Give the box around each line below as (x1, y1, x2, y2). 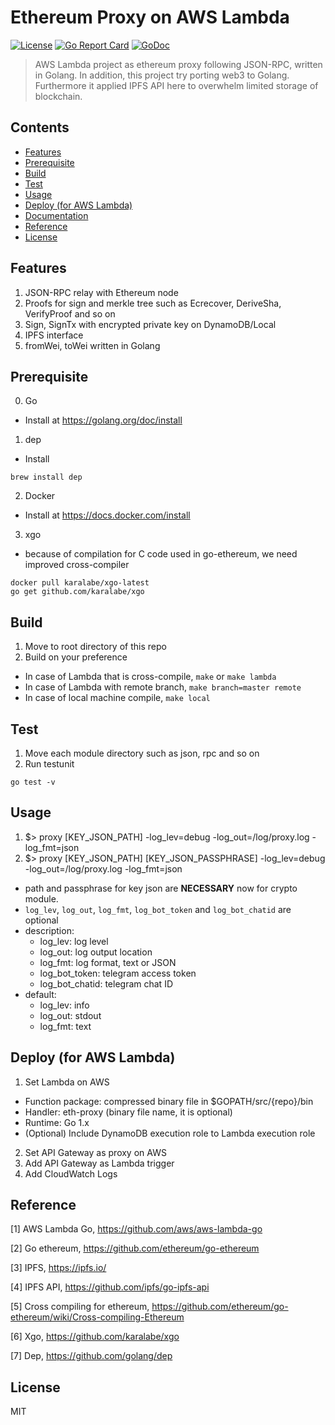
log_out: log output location (39, 946, 153, 958)
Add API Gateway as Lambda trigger (24, 1157, 175, 1169)
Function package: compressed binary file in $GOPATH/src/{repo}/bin (24, 1095, 314, 1107)
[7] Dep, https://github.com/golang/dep (10, 1350, 173, 1362)
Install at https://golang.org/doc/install (24, 414, 183, 426)
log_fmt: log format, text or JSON (39, 956, 177, 968)
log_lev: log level (39, 935, 109, 947)
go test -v (10, 777, 56, 787)
